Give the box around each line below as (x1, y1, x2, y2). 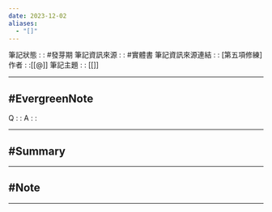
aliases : (8, 19, 38, 28)
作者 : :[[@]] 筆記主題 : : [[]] (8, 60, 100, 70)
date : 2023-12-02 (8, 11, 67, 20)
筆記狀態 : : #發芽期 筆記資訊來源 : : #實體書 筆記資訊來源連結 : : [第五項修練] (8, 50, 263, 60)
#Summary (8, 144, 66, 158)
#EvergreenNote (8, 91, 94, 105)
